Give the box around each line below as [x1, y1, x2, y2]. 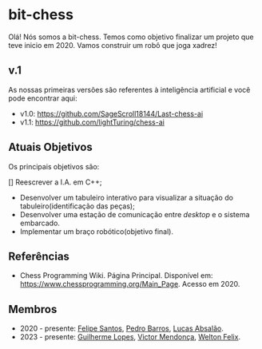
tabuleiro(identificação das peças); [19, 201, 136, 211]
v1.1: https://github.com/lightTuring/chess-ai [19, 117, 165, 127]
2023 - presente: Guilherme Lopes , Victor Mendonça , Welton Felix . [19, 332, 241, 342]
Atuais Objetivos [8, 141, 93, 154]
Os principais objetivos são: [8, 161, 100, 171]
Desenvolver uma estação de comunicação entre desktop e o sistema [19, 209, 250, 219]
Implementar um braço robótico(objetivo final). [19, 226, 174, 236]
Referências [8, 249, 70, 263]
